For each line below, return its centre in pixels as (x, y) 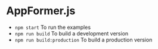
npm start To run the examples (53, 27)
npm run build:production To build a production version (83, 40)
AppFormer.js (41, 11)
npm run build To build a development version (72, 33)
